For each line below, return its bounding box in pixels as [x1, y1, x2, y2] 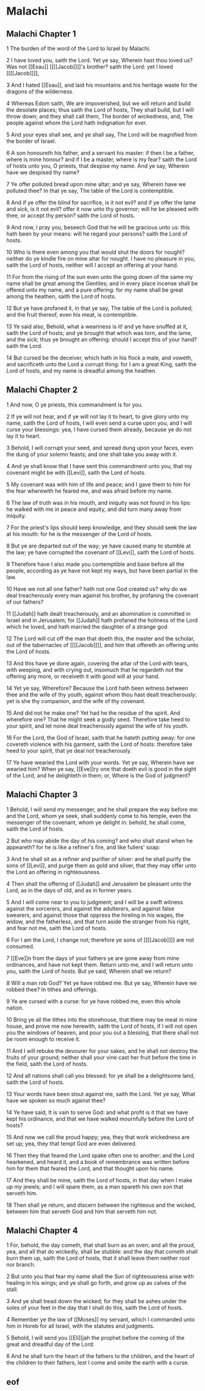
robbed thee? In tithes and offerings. [6, 986, 98, 993]
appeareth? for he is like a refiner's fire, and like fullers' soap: [6, 844, 160, 851]
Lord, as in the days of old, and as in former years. [6, 886, 133, 894]
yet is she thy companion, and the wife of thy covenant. [6, 697, 146, 704]
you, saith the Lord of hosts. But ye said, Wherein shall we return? [6, 967, 172, 975]
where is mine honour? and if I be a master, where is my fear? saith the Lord [6, 156, 197, 163]
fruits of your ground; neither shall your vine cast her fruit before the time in [6, 1053, 196, 1061]
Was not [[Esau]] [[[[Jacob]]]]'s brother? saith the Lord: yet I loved [6, 63, 173, 70]
